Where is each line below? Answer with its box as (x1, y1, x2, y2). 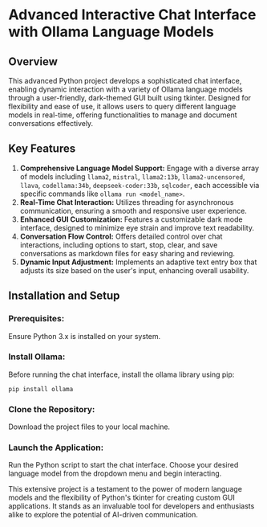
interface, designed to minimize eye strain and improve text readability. (19, 223, 255, 232)
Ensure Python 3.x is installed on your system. (8, 331, 161, 341)
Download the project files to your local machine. (8, 422, 171, 431)
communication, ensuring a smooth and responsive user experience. (19, 206, 247, 215)
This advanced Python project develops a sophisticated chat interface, (8, 76, 242, 85)
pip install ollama (8, 385, 74, 393)
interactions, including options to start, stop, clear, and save (19, 239, 218, 250)
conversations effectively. (8, 119, 94, 128)
